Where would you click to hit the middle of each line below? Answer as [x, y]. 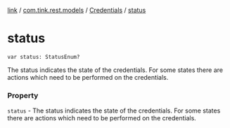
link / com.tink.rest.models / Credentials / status [77, 10]
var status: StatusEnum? [44, 57]
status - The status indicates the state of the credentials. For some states [114, 111]
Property [23, 95]
